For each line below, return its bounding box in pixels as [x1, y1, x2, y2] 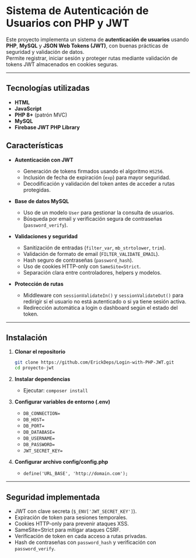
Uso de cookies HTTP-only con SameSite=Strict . [23, 262, 141, 270]
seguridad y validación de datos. [6, 48, 85, 55]
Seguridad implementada [6, 492, 100, 502]
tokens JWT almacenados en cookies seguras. [6, 60, 118, 68]
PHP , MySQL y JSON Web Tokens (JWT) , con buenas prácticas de [6, 42, 169, 49]
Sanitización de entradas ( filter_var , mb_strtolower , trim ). [23, 244, 166, 251]
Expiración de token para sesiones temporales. [14, 514, 128, 521]
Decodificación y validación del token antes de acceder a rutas [23, 180, 175, 187]
